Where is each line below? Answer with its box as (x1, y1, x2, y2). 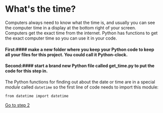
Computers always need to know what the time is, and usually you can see (5, 20, 155, 25)
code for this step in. (5, 68, 48, 74)
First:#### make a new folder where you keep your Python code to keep (5, 46, 155, 52)
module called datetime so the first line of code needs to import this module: (5, 84, 159, 90)
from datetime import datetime (5, 93, 69, 98)
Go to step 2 (5, 102, 30, 108)
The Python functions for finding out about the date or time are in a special (5, 79, 155, 85)
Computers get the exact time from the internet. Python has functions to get (5, 30, 158, 36)
